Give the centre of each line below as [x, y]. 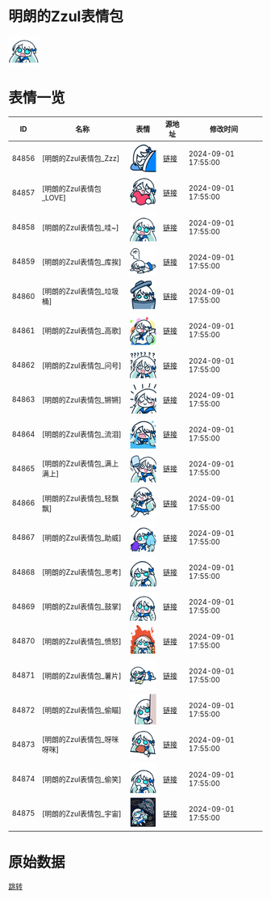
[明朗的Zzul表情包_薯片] [81, 675]
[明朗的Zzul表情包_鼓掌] [81, 606]
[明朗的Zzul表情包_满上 [80, 464]
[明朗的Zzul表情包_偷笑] [81, 779]
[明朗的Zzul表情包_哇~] [80, 227]
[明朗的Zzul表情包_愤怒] [81, 641]
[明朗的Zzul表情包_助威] [81, 538]
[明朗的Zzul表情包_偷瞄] [81, 710]
